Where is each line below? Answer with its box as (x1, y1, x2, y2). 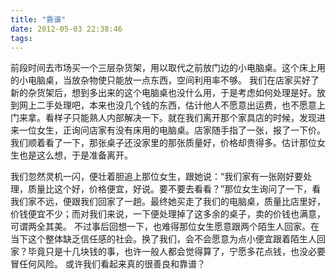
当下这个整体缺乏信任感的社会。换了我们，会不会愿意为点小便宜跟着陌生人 (10, 233, 317, 245)
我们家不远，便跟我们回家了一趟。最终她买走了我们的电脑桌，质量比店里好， (10, 196, 326, 208)
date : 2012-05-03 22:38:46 (10, 24, 123, 34)
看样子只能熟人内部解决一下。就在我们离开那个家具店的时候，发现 (44, 112, 317, 124)
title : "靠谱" (10, 14, 67, 25)
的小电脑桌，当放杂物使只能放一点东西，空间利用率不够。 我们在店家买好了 (10, 74, 320, 86)
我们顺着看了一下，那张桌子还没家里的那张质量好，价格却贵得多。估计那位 (10, 137, 317, 149)
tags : (10, 33, 33, 43)
